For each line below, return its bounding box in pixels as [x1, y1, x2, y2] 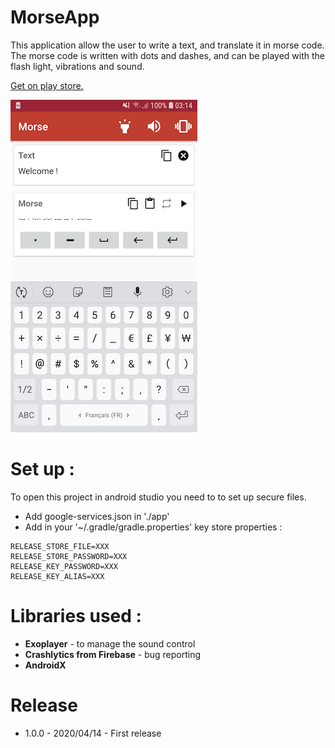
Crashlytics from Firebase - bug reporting [24, 648, 202, 660]
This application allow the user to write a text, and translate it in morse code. [10, 39, 325, 51]
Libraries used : [10, 605, 142, 628]
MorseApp [10, 6, 100, 29]
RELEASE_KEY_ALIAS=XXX [10, 571, 105, 581]
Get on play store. [10, 79, 84, 91]
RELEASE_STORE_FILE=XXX [10, 541, 110, 551]
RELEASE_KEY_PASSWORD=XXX [10, 561, 118, 571]
